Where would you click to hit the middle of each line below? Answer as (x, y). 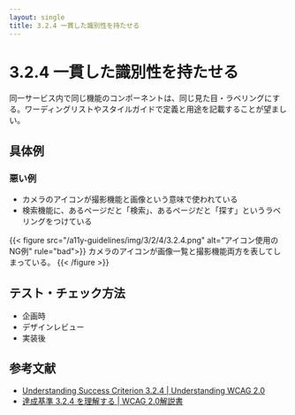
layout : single (37, 17)
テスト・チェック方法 (67, 293)
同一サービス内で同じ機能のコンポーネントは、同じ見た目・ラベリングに (141, 98)
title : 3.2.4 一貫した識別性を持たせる (74, 26)
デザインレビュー (53, 327)
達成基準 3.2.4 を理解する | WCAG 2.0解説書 (102, 401)
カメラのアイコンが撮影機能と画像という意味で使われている (130, 199)
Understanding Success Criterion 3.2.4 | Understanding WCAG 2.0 (144, 390)
